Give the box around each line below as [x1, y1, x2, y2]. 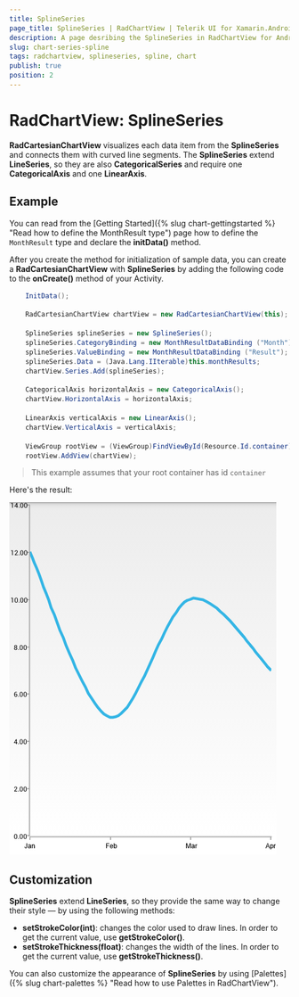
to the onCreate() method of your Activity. [9, 273, 165, 284]
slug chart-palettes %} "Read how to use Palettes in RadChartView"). [25, 977, 279, 989]
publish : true [9, 62, 62, 70]
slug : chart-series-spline [9, 43, 109, 52]
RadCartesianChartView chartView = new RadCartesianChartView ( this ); [25, 310, 289, 319]
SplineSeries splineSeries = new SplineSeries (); [25, 329, 214, 338]
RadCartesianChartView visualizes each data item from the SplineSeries [9, 139, 279, 151]
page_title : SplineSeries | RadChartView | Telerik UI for [9, 23, 233, 33]
